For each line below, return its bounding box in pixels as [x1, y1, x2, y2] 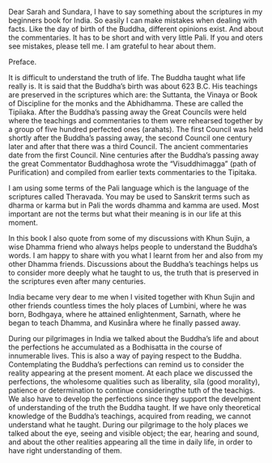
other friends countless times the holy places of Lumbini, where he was [8, 301, 247, 311]
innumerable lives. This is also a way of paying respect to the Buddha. [8, 351, 242, 360]
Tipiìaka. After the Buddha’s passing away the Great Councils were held [8, 107, 247, 117]
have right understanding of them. [8, 446, 123, 455]
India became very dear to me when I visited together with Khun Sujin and [8, 292, 255, 302]
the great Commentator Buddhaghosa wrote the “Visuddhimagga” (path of [8, 159, 257, 169]
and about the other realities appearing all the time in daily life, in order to [8, 437, 253, 447]
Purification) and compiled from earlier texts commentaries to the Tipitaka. [8, 168, 257, 177]
